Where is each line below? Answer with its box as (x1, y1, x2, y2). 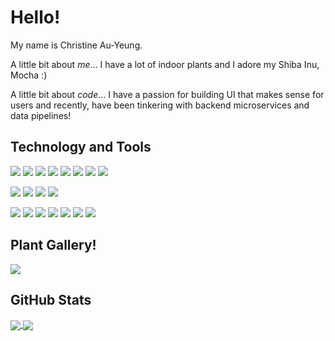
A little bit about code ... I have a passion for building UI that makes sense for (10, 88, 325, 100)
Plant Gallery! (10, 237, 97, 254)
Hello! (10, 6, 61, 29)
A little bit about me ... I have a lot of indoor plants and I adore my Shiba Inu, (10, 58, 320, 70)
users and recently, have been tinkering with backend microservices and (10, 99, 310, 111)
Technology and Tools (10, 139, 152, 156)
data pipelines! (10, 109, 72, 121)
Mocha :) (10, 69, 48, 81)
